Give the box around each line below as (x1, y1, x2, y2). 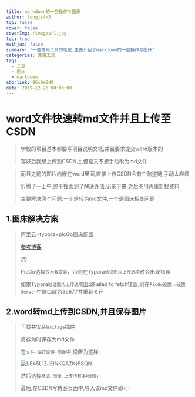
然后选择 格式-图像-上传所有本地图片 (20, 372, 99, 379)
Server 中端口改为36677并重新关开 (20, 288, 104, 295)
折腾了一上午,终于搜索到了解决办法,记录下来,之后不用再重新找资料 (20, 183, 180, 190)
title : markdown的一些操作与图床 (6, 8, 81, 15)
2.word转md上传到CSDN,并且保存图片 (6, 307, 147, 317)
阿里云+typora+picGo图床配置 (20, 230, 94, 238)
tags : (6, 58, 19, 63)
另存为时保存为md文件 (20, 336, 75, 343)
